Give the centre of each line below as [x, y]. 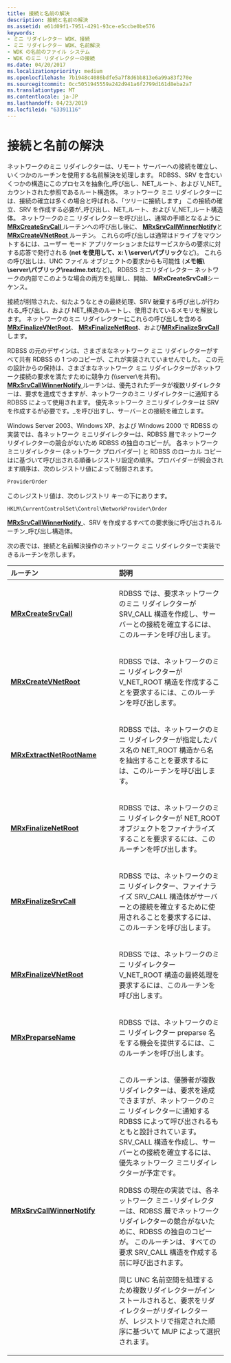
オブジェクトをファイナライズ [167, 829]
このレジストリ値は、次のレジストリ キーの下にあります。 [89, 495]
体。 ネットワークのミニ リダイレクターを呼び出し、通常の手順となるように [114, 218]
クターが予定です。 [150, 1174]
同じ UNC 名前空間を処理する [167, 1280]
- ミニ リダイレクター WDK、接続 [49, 39]
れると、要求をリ [181, 1301]
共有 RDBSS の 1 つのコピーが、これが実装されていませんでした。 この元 [121, 359]
